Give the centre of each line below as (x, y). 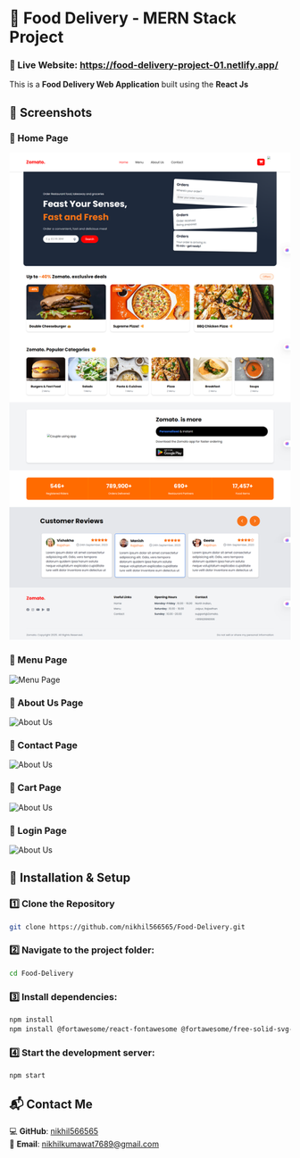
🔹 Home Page (39, 137)
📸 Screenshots (51, 112)
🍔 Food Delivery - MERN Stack (123, 18)
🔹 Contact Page (43, 745)
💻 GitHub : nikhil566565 (54, 1131)
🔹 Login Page (38, 830)
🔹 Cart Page (36, 787)
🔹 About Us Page (46, 703)
